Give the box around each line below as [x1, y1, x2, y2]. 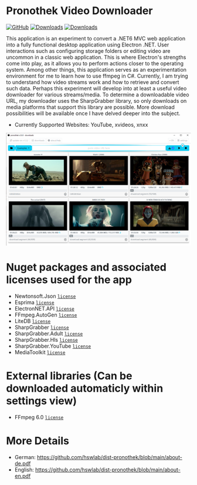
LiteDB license [14, 317, 51, 324]
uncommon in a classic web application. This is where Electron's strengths [6, 53, 186, 60]
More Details [6, 434, 69, 447]
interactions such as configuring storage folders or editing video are [6, 47, 171, 54]
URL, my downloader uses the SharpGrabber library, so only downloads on [6, 97, 187, 104]
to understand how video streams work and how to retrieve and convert [6, 78, 179, 86]
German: [14, 453, 36, 460]
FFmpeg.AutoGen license [14, 311, 77, 318]
